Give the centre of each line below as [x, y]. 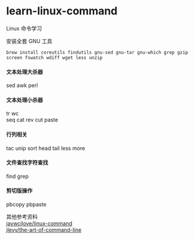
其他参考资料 [22, 216]
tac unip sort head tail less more [46, 148]
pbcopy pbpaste [26, 204]
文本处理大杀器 [24, 72]
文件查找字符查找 [27, 162]
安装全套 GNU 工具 [29, 41]
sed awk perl [22, 86]
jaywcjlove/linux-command [39, 223]
